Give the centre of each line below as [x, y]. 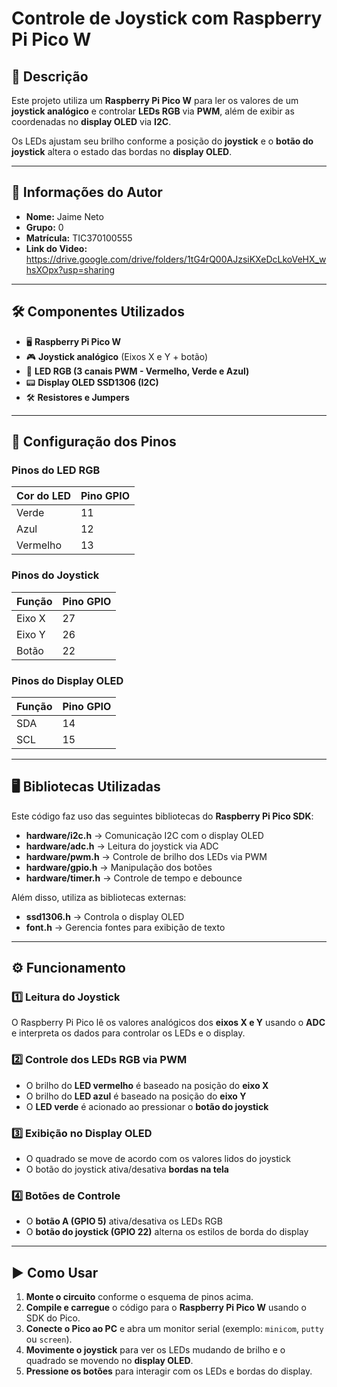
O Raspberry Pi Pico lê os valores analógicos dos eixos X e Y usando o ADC [168, 1023]
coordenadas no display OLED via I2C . [91, 121]
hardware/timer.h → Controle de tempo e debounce [134, 878]
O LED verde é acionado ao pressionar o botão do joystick [147, 1106]
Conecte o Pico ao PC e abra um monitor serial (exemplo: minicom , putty [174, 1329]
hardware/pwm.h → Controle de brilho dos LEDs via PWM [146, 856]
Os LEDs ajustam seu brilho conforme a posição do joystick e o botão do [162, 141]
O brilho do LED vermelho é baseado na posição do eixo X [147, 1085]
